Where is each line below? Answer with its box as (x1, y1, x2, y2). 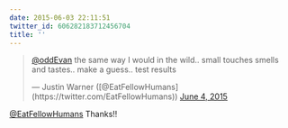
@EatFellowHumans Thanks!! (9, 109, 118, 120)
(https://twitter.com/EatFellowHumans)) (31, 91, 178, 102)
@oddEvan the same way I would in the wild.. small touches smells (31, 55, 279, 66)
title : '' (9, 30, 47, 39)
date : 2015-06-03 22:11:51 (9, 13, 111, 23)
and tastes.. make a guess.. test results (31, 64, 177, 75)
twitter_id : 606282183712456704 (9, 22, 130, 31)
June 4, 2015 (179, 91, 228, 102)
